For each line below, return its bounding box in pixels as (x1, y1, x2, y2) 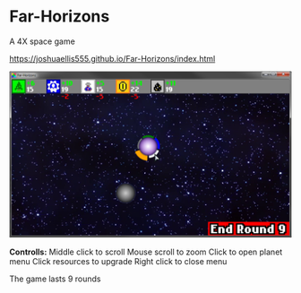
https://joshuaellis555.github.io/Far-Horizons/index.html (9, 53, 216, 64)
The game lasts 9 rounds (9, 273, 101, 284)
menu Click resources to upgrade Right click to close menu (9, 256, 228, 267)
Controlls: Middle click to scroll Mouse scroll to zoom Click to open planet (9, 246, 283, 257)
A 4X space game (9, 36, 76, 47)
